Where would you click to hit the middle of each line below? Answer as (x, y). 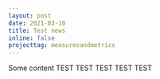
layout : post (30, 16)
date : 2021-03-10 (37, 23)
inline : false (32, 38)
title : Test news (37, 30)
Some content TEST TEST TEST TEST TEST (80, 68)
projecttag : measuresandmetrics (62, 45)
